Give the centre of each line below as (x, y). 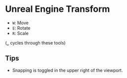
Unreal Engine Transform (58, 9)
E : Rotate (21, 28)
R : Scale (20, 33)
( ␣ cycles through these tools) (35, 42)
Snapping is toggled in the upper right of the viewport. (67, 70)
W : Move (20, 23)
